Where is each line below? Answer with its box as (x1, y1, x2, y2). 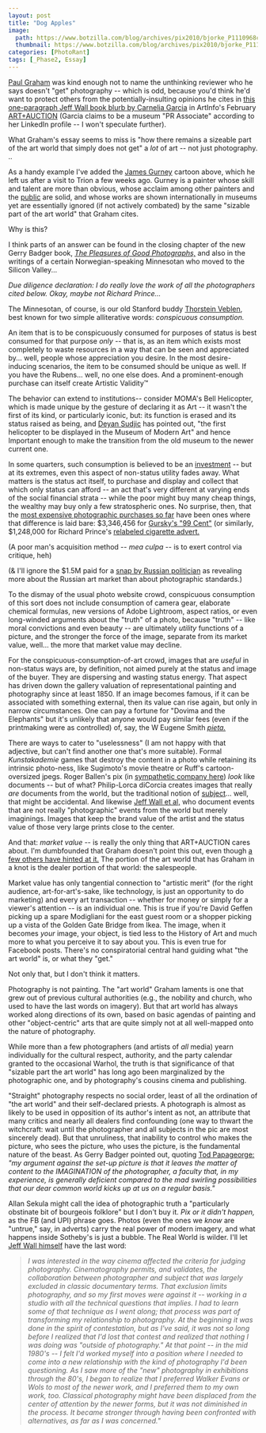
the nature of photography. (8, 1026, 97, 1036)
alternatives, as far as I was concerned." (27, 1416, 161, 1425)
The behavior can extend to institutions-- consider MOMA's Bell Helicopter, (8, 393, 253, 403)
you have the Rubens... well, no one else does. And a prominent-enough (8, 370, 244, 379)
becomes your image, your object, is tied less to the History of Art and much (8, 928, 257, 938)
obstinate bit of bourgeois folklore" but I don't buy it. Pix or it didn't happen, (8, 1207, 255, 1216)
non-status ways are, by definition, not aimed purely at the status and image (8, 663, 257, 673)
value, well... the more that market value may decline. (8, 640, 182, 649)
